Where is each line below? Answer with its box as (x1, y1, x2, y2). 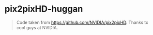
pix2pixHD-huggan (4, 3, 83, 15)
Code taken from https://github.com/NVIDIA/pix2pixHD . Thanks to (16, 19, 149, 25)
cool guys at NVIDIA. (16, 24, 58, 30)
